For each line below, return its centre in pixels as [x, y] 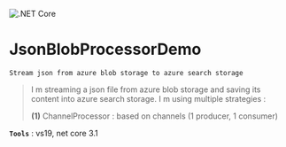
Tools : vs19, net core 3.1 [54, 133]
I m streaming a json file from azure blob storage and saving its [146, 89]
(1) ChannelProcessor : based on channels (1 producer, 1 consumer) [155, 116]
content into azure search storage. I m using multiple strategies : [148, 98]
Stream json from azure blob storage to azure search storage [126, 73]
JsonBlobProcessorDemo [105, 50]
